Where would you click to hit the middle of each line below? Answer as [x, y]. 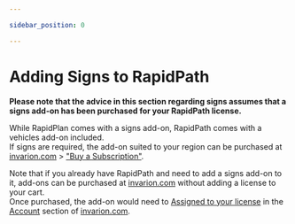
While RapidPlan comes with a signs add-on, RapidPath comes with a [136, 127]
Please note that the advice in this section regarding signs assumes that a [147, 101]
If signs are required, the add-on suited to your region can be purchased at [146, 146]
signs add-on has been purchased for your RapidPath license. [125, 111]
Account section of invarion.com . [70, 211]
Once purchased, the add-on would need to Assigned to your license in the [146, 201]
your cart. [27, 192]
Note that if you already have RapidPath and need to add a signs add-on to [146, 173]
